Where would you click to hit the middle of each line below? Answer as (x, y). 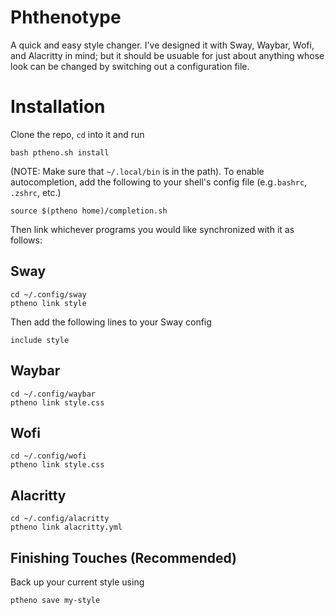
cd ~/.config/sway (48, 294)
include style (40, 340)
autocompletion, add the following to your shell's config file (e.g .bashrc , (159, 182)
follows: (26, 240)
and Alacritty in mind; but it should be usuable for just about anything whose (167, 55)
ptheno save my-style (55, 600)
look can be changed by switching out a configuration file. (130, 66)
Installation (58, 107)
